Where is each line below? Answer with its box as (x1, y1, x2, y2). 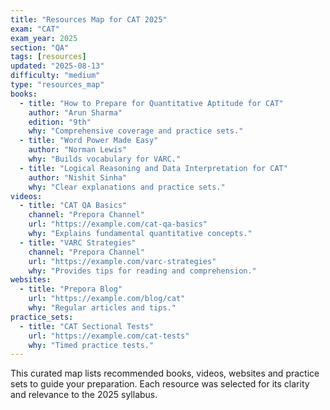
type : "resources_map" (10, 80, 105, 90)
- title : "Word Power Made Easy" (19, 136, 159, 146)
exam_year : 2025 (10, 33, 78, 43)
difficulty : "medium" (10, 71, 101, 81)
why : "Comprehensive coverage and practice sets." (28, 126, 244, 136)
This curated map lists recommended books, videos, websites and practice (10, 367, 320, 380)
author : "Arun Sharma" (28, 107, 123, 118)
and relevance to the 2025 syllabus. (10, 389, 158, 401)
